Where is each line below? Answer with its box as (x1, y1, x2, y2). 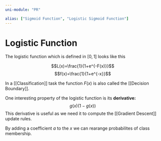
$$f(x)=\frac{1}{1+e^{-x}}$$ (54, 71, 111, 77)
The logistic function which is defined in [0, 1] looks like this (5, 54, 126, 60)
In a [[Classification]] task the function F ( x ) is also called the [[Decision (5, 80, 149, 86)
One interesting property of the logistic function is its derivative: (5, 95, 136, 101)
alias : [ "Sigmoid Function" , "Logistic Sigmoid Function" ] (5, 16, 129, 21)
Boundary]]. (5, 86, 30, 92)
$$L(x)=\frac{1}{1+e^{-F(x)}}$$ (51, 63, 115, 69)
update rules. (5, 116, 32, 122)
